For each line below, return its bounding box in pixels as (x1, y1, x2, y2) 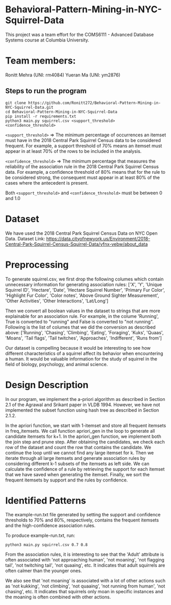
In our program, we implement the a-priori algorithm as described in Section (5, 396, 165, 402)
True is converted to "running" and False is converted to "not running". (5, 318, 154, 325)
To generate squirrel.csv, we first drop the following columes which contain (5, 276, 164, 282)
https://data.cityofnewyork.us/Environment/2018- (46, 235, 151, 241)
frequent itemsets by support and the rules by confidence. (5, 477, 128, 483)
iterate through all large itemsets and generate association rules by (5, 455, 146, 461)
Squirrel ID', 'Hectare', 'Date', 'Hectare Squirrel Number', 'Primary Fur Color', (5, 287, 165, 293)
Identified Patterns (5, 495, 86, 506)
